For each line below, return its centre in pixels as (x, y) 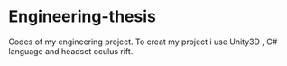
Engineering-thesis (83, 17)
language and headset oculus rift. (71, 51)
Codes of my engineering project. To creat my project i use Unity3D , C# (143, 42)
